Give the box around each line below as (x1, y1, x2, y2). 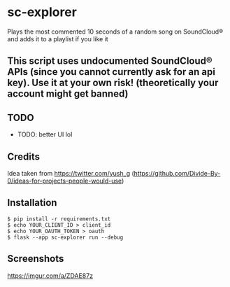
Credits (7, 150, 41, 162)
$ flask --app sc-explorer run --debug (7, 234, 124, 241)
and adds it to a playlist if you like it (7, 34, 108, 43)
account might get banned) (7, 88, 129, 100)
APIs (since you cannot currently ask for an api (7, 66, 215, 78)
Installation (7, 197, 57, 209)
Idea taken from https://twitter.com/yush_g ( (7, 169, 134, 177)
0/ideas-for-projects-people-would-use (7, 176, 122, 185)
